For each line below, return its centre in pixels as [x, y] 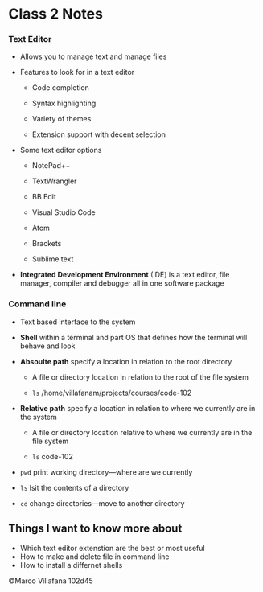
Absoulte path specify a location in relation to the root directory [126, 361]
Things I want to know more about [95, 529]
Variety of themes [62, 119]
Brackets [47, 244]
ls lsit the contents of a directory [74, 487]
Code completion [61, 88]
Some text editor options [61, 150]
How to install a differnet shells [71, 565]
